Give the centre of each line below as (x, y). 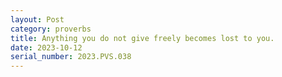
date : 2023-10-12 (46, 47)
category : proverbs (51, 29)
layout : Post (37, 19)
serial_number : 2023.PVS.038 (71, 57)
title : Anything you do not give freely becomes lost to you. (142, 38)
